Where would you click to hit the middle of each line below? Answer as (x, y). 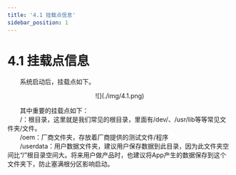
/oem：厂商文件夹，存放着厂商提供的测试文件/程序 (94, 137)
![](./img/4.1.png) (120, 96)
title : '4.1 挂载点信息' (42, 15)
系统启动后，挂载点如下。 (57, 82)
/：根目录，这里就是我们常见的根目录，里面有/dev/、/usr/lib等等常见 (120, 120)
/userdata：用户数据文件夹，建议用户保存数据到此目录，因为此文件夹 (122, 147)
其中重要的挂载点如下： (55, 111)
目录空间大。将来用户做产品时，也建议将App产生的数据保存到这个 (130, 155)
